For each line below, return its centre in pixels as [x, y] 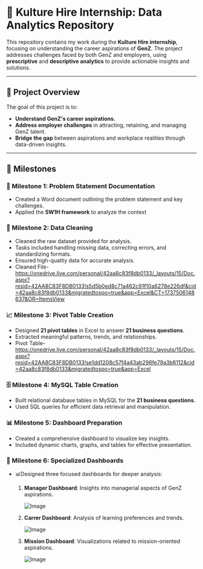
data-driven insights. [41, 144]
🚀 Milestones [31, 169]
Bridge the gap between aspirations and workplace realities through [100, 138]
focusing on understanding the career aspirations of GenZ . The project [95, 48]
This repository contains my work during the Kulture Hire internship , [92, 42]
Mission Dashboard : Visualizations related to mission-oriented [102, 541]
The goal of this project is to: [42, 107]
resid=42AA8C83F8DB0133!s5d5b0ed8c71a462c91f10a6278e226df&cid [105, 286]
